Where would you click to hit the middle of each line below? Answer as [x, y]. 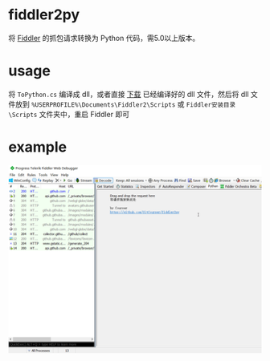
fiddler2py [44, 15]
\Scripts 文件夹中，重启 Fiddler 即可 [69, 114]
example [38, 147]
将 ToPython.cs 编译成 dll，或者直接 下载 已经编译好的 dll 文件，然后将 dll [129, 94]
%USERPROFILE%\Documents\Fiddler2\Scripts [103, 105]
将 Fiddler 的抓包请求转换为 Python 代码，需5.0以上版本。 [104, 38]
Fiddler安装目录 [211, 105]
